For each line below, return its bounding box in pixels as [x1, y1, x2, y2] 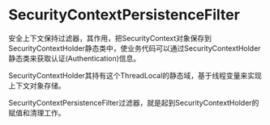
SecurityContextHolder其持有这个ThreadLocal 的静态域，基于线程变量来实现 [8, 70, 262, 80]
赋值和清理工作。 [8, 107, 66, 118]
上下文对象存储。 [8, 81, 66, 90]
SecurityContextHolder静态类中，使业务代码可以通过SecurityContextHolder [8, 43, 261, 53]
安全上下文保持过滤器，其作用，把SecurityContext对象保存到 [8, 33, 212, 43]
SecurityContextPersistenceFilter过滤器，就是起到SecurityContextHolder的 [8, 98, 259, 107]
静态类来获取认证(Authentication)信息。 [8, 53, 141, 63]
